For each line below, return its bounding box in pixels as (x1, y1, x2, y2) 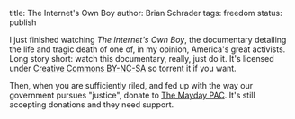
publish (9, 17, 37, 28)
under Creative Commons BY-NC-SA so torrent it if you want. (9, 63, 237, 73)
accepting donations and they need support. (9, 99, 174, 110)
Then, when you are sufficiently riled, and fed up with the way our (9, 81, 254, 90)
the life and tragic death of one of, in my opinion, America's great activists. (9, 44, 286, 55)
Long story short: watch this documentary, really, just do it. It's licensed (9, 54, 274, 64)
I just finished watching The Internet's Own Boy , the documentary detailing (9, 35, 287, 45)
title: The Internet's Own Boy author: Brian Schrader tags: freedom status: (9, 8, 282, 18)
